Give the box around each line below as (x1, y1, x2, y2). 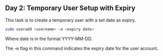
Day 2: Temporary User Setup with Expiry (5, 4, 136, 12)
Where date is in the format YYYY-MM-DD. (5, 36, 93, 42)
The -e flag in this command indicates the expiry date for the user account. (5, 45, 159, 51)
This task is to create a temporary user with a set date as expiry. (5, 17, 136, 23)
